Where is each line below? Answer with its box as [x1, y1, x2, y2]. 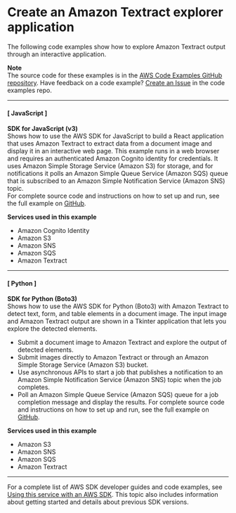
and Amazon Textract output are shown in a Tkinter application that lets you [7, 317, 227, 326]
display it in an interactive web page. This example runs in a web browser [7, 147, 220, 156]
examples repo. [7, 86, 53, 94]
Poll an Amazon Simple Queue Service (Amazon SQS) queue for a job [17, 391, 219, 399]
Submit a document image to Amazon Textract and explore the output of [17, 338, 227, 347]
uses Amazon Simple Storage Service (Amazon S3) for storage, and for [7, 162, 214, 170]
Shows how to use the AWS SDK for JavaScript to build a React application [7, 132, 224, 141]
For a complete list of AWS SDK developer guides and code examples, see [7, 483, 223, 491]
